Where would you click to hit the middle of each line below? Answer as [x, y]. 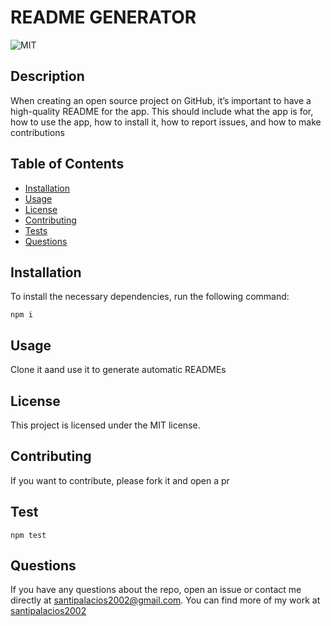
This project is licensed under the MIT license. [105, 425]
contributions [37, 132]
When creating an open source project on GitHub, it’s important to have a [161, 100]
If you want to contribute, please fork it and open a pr [120, 480]
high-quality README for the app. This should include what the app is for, [162, 111]
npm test [28, 535]
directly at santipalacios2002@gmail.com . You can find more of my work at [165, 600]
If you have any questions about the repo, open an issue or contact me [156, 590]
